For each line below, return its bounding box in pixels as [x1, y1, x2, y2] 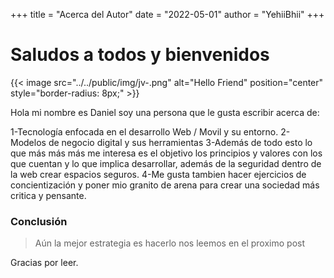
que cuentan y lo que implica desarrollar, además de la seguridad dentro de [10, 157, 322, 169]
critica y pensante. [10, 189, 87, 201]
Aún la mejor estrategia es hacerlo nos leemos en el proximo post [34, 237, 306, 249]
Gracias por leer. [10, 257, 79, 269]
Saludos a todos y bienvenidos [10, 44, 270, 66]
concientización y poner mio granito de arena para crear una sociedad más [10, 179, 320, 191]
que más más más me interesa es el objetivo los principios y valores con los [10, 147, 323, 159]
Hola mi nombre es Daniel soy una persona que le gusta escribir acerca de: [10, 106, 320, 118]
